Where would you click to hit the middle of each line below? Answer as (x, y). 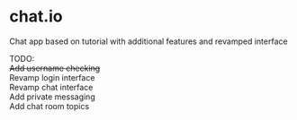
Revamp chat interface (51, 87)
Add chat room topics (49, 106)
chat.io (36, 17)
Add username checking (55, 68)
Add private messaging (53, 97)
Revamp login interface (52, 77)
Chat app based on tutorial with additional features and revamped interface (148, 41)
